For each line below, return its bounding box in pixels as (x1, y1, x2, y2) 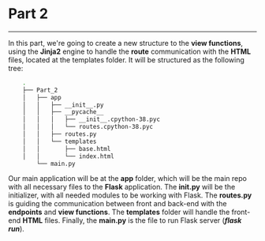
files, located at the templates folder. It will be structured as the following (8, 55, 244, 64)
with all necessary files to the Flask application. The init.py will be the (8, 183, 236, 192)
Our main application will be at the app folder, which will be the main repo (8, 174, 247, 183)
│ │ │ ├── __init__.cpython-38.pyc (22, 115, 160, 123)
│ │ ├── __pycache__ (22, 108, 104, 116)
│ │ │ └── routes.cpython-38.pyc (22, 123, 154, 131)
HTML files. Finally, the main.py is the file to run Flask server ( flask (22, 216, 242, 225)
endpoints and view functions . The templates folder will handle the (8, 207, 230, 217)
